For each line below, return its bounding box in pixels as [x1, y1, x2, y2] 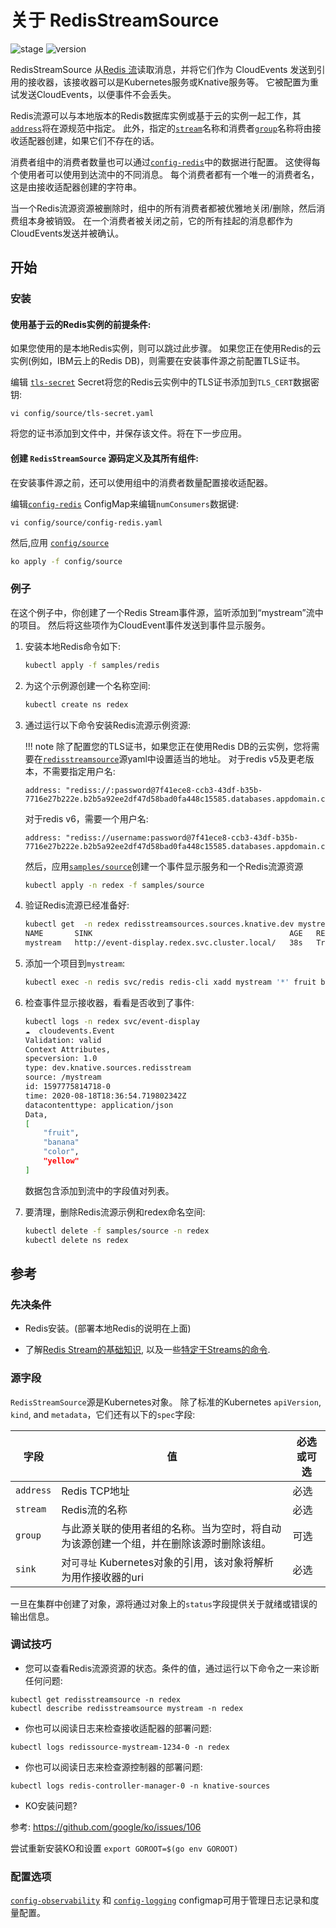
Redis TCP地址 [61, 1484, 130, 1498]
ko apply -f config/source [10, 556, 123, 566]
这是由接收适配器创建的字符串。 [10, 181, 142, 193]
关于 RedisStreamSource [10, 9, 220, 32]
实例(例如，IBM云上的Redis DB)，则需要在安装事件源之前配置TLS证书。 [10, 355, 306, 367]
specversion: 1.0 [24, 1054, 98, 1064]
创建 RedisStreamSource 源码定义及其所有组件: [10, 452, 200, 465]
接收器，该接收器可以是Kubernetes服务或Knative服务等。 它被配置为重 [27, 76, 320, 88]
